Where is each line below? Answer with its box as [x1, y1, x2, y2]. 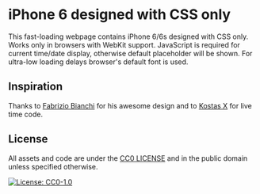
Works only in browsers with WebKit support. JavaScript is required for [8, 40, 240, 49]
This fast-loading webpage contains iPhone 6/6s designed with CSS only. [8, 32, 249, 41]
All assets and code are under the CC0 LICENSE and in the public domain [8, 153, 248, 163]
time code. [8, 109, 44, 119]
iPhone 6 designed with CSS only [8, 6, 231, 24]
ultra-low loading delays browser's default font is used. [8, 57, 189, 67]
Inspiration [8, 80, 63, 93]
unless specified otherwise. [8, 162, 98, 171]
